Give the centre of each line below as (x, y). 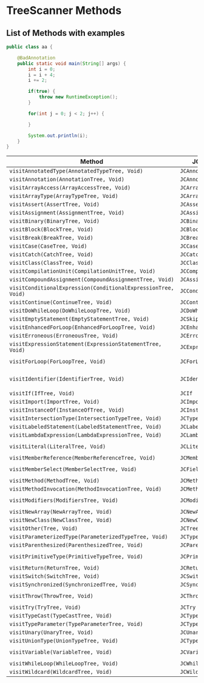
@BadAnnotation (36, 58)
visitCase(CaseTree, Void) (48, 246)
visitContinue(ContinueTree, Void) (61, 302)
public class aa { (29, 47)
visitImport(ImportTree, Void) (55, 402)
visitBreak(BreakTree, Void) (51, 238)
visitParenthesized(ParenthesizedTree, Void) (76, 545)
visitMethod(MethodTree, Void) (55, 481)
